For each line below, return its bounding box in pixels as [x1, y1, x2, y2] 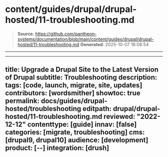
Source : [17, 31, 34, 37]
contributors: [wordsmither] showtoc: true [5, 89, 141, 97]
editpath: [82, 104, 112, 113]
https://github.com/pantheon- [35, 31, 97, 37]
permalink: [5, 97, 40, 105]
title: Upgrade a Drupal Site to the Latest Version [5, 65, 159, 74]
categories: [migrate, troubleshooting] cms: [5, 128, 145, 136]
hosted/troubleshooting [5, 104, 81, 113]
